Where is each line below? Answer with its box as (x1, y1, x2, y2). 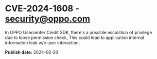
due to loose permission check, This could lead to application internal (5, 35, 144, 40)
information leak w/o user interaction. (5, 39, 80, 45)
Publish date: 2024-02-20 (5, 49, 58, 55)
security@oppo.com (5, 13, 90, 24)
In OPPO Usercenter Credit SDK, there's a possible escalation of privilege (5, 29, 152, 35)
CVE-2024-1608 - (5, 3, 79, 14)
